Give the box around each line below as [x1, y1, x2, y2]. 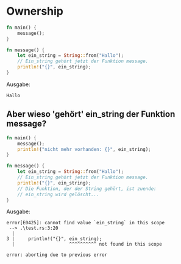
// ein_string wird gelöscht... [17, 191, 99, 197]
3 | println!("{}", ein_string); [6, 236, 102, 242]
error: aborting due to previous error [6, 252, 108, 258]
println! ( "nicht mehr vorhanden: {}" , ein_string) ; [17, 146, 151, 152]
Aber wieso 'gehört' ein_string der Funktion [6, 109, 176, 120]
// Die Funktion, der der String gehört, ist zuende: [17, 185, 157, 192]
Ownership [6, 4, 64, 18]
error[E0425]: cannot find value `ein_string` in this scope [6, 220, 165, 226]
